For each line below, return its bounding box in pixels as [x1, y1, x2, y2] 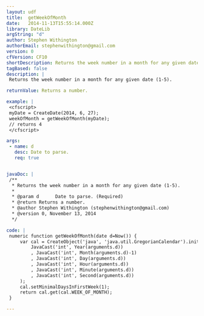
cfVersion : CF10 [6, 54, 47, 60]
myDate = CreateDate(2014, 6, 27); [8, 110, 99, 116]
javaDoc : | [6, 171, 34, 177]
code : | [6, 227, 26, 233]
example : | [6, 98, 34, 105]
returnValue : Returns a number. [6, 88, 88, 94]
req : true [14, 155, 39, 161]
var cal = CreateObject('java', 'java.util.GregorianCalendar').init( [19, 238, 202, 245]
